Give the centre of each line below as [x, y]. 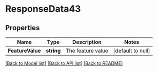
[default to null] [132, 51]
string [53, 51]
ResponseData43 [43, 9]
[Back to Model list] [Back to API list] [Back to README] [64, 63]
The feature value [87, 51]
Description [87, 42]
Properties [23, 28]
